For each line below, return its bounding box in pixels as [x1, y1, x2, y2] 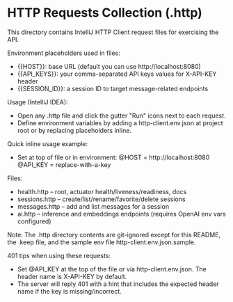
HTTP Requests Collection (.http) [7, 5, 203, 21]
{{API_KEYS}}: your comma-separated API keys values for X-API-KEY [17, 70, 217, 78]
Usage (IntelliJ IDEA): [7, 97, 68, 106]
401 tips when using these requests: [7, 251, 111, 260]
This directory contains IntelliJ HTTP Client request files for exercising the [7, 28, 219, 36]
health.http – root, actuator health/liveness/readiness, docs [17, 187, 187, 196]
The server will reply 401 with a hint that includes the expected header [17, 280, 219, 288]
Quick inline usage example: [7, 139, 88, 148]
